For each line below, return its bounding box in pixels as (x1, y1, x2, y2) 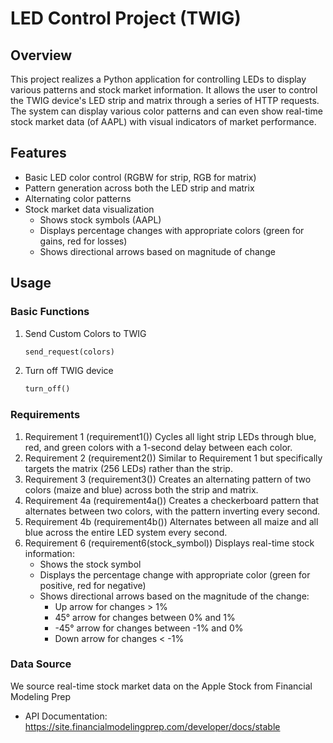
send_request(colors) (24, 347, 115, 357)
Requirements (10, 408, 81, 422)
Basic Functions (10, 305, 90, 319)
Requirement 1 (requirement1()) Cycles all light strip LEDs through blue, (24, 430, 317, 442)
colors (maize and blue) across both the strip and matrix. (24, 483, 259, 496)
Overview (10, 47, 73, 64)
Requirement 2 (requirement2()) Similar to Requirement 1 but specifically (24, 452, 323, 464)
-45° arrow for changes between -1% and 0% (54, 622, 244, 634)
